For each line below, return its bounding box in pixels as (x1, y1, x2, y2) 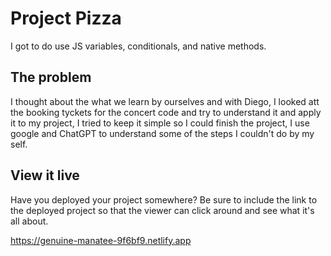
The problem (10, 69, 92, 86)
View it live (10, 167, 80, 184)
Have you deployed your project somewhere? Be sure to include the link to (10, 193, 318, 206)
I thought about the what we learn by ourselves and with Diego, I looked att (10, 95, 320, 107)
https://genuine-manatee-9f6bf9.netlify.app (10, 234, 192, 246)
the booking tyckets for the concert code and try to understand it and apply (10, 106, 322, 118)
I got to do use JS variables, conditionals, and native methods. (10, 40, 267, 52)
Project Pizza (10, 7, 122, 30)
